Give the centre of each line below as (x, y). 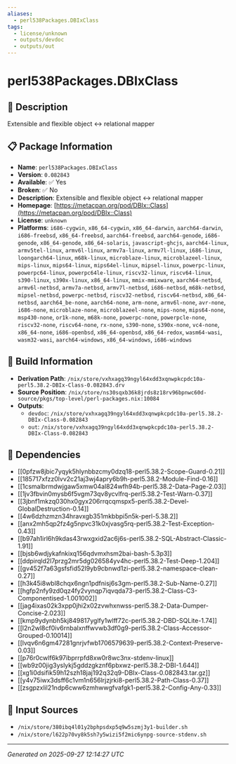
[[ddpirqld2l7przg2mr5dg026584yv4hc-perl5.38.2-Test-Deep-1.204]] (118, 561)
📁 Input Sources (43, 710)
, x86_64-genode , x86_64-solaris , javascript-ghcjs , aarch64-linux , (132, 242)
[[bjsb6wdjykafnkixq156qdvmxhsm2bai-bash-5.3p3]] (94, 554)
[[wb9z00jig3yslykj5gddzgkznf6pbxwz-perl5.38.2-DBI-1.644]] (108, 665)
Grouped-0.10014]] (45, 636)
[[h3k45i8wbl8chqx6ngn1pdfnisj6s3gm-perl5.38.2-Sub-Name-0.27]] (117, 584)
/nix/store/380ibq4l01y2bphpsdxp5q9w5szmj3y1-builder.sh (103, 728)
